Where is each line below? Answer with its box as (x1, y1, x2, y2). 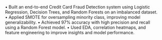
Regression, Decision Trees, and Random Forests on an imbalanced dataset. (5, 9, 158, 15)
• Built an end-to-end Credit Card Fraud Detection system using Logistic (5, 4, 150, 10)
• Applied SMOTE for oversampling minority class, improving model (5, 14, 141, 20)
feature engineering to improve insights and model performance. (5, 30, 135, 35)
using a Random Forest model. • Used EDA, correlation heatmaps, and (5, 25, 146, 30)
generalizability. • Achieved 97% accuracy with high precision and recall (5, 19, 150, 25)
